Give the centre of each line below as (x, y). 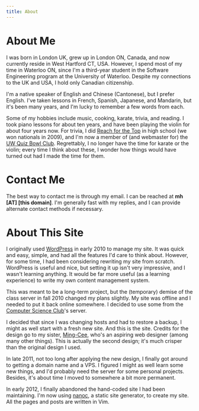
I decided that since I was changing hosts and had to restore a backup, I (94, 322)
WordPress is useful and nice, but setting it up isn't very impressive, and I (96, 268)
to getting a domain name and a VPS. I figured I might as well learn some (95, 365)
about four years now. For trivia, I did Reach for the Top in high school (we (97, 130)
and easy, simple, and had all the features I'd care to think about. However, (97, 255)
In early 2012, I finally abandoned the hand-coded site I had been (86, 389)
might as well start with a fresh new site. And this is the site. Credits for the (97, 329)
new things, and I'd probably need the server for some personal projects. (95, 371)
